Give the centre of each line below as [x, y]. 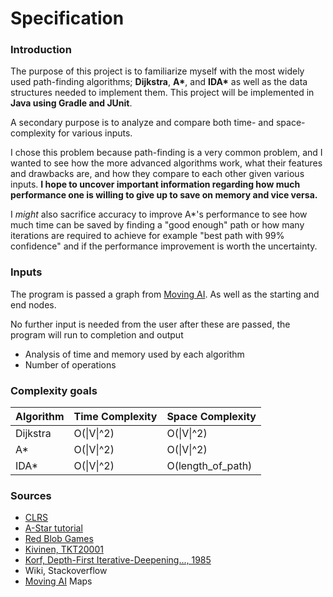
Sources [31, 495]
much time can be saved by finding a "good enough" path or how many [157, 225]
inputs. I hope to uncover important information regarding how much [155, 184]
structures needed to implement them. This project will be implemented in [162, 93]
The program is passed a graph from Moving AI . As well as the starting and [165, 294]
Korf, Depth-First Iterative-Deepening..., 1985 [118, 560]
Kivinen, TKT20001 [64, 549]
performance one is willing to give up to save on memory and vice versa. [164, 195]
